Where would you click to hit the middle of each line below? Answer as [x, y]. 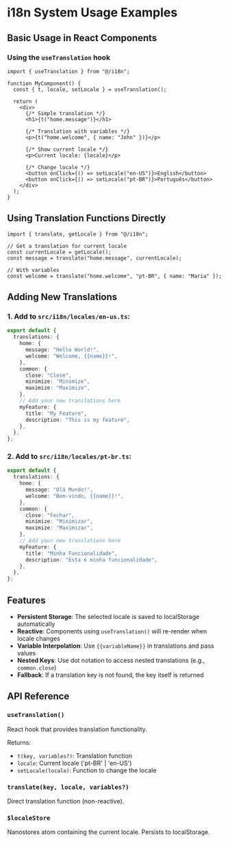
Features [26, 600]
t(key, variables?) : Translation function [74, 755]
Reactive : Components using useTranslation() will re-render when [112, 631]
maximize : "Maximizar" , [59, 528]
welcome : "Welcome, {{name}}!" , [71, 356]
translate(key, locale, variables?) [68, 787]
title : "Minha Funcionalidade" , [71, 553]
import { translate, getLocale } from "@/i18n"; [78, 234]
